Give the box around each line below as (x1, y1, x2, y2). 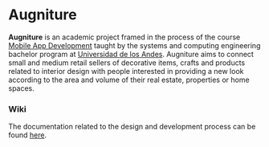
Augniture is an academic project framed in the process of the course (8, 32, 241, 42)
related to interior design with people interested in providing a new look (8, 66, 244, 76)
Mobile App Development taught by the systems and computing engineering (8, 40, 261, 50)
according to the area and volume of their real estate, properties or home (8, 75, 251, 84)
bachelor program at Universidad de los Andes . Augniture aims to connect (8, 49, 255, 59)
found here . (8, 130, 47, 140)
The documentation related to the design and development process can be (8, 122, 256, 132)
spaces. (8, 83, 35, 93)
